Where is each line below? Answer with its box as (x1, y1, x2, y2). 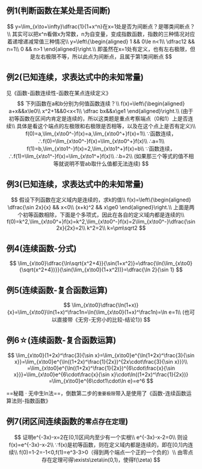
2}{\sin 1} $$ (151, 266, 183, 274)
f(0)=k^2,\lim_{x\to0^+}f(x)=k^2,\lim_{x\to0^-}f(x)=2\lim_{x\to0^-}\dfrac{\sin (7, 218, 195, 225)
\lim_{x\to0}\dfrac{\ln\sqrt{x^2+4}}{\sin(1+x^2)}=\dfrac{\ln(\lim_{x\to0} (17, 260, 193, 267)
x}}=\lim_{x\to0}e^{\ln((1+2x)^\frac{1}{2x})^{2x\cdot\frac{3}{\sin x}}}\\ (14, 358, 188, 365)
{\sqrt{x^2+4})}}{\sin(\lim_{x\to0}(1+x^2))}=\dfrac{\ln (19, 266, 151, 274)
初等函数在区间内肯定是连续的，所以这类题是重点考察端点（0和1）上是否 (8, 115, 188, 122)
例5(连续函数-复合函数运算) (6, 285, 108, 295)
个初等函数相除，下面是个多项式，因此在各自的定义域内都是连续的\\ (17, 211, 185, 218)
